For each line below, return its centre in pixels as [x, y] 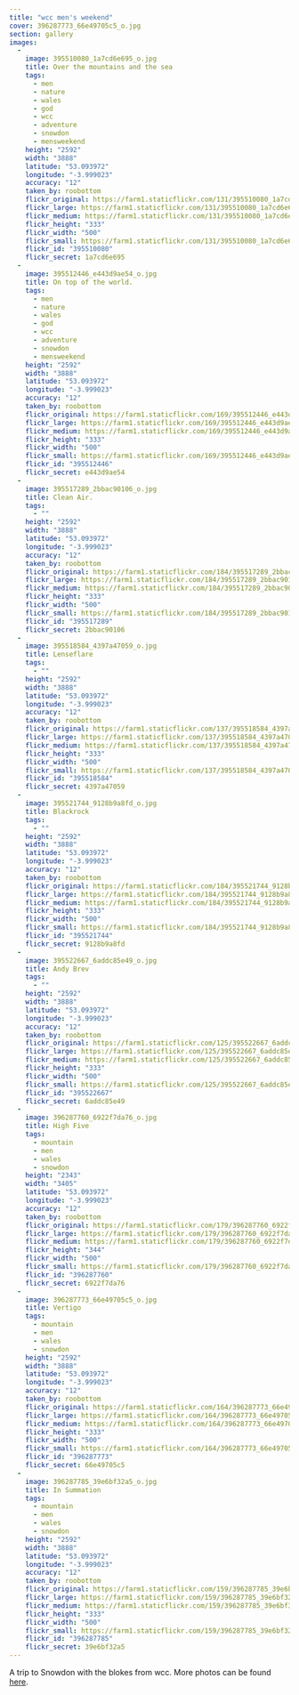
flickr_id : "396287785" [69, 1639]
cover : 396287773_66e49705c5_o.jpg [75, 26]
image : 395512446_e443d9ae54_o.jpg [91, 274]
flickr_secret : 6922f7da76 [75, 1283]
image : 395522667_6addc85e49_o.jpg [91, 960]
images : [24, 42]
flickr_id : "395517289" [69, 621]
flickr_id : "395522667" [69, 1093]
